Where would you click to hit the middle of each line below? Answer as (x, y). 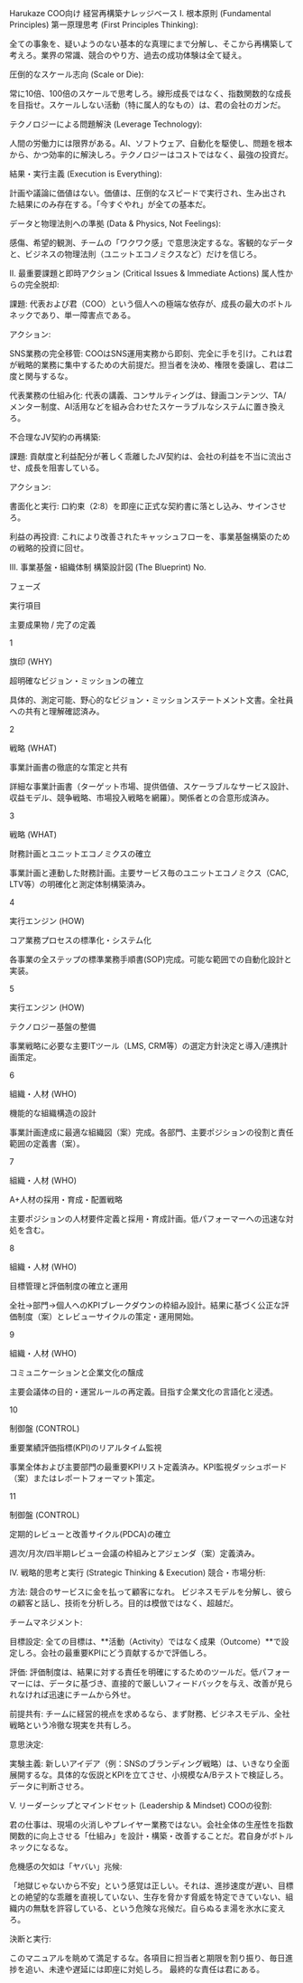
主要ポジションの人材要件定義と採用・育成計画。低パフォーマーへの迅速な (147, 1218)
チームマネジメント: (46, 1622)
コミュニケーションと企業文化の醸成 (77, 1372)
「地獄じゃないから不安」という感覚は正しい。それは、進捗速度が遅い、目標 (151, 1885)
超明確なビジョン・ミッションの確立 (77, 680)
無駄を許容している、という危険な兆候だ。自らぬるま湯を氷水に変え (159, 1908)
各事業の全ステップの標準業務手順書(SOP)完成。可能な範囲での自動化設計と (151, 959)
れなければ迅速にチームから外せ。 (73, 1695)
